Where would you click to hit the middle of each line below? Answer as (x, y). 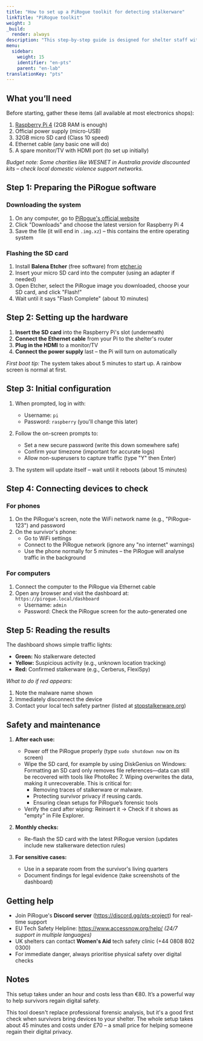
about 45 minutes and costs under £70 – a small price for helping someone (100, 1025)
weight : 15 (31, 57)
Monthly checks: (37, 827)
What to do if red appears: (39, 681)
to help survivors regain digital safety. (53, 1000)
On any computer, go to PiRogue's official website (77, 218)
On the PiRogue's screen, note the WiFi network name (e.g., (89, 519)
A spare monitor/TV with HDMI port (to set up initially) (82, 151)
